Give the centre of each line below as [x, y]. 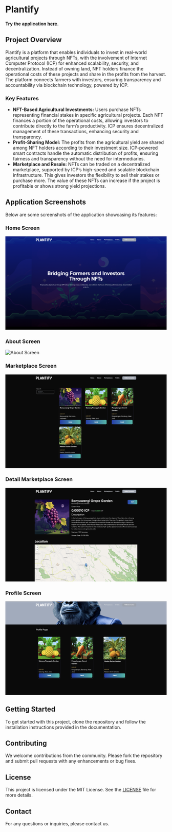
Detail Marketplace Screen [39, 479]
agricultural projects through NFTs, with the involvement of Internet [76, 58]
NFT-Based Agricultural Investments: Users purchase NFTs [77, 110]
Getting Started [30, 709]
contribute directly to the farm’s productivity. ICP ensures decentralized [88, 126]
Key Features [22, 98]
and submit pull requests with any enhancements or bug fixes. [71, 761]
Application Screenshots [46, 202]
